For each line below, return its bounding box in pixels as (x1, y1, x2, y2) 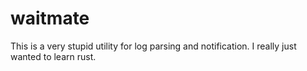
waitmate (10, 7, 90, 30)
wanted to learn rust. (10, 50, 97, 62)
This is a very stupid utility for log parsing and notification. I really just (10, 40, 297, 52)
